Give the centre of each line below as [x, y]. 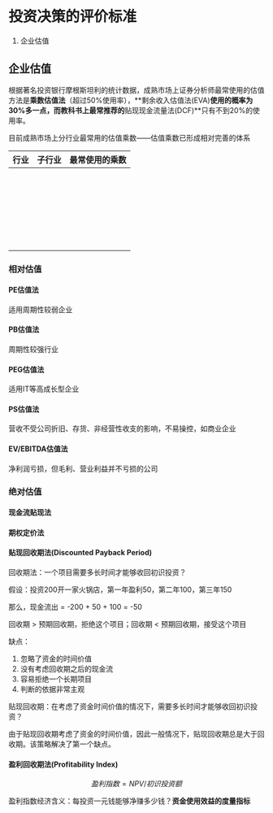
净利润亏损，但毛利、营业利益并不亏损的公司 [83, 468]
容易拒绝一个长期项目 [56, 679]
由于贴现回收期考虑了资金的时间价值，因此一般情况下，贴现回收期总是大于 [133, 734]
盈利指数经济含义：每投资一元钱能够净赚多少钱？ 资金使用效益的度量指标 [129, 801]
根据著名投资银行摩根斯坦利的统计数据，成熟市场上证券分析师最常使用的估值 [136, 89]
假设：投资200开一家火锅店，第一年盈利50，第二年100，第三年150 [120, 589]
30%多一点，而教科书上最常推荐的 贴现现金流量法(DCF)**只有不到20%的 [131, 110]
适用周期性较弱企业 [41, 309]
